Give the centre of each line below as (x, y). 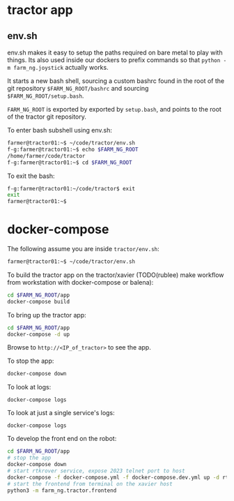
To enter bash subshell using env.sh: (60, 130)
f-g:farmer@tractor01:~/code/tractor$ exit (71, 188)
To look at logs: (29, 387)
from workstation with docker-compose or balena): (80, 282)
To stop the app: (31, 361)
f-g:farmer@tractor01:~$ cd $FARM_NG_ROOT (70, 163)
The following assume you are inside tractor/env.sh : (84, 249)
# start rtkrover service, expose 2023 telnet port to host (96, 471)
